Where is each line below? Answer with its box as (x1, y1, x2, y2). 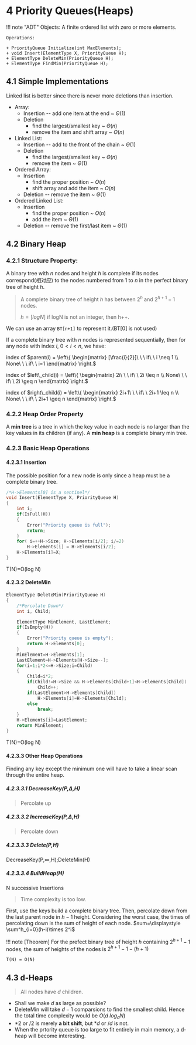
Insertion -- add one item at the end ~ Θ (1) (23, 110, 126, 117)
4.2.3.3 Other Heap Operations (6, 752, 83, 759)
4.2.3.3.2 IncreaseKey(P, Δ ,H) (6, 813, 80, 820)
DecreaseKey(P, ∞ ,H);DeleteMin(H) (6, 856, 91, 864)
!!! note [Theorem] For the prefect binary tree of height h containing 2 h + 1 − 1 (6, 938, 191, 945)
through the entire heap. (6, 771, 64, 778)
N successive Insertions (6, 885, 64, 892)
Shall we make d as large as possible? (14, 1000, 106, 1007)
